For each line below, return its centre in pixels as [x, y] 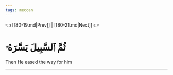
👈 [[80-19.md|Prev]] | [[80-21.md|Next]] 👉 [52, 25]
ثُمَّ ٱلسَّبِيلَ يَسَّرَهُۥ [36, 47]
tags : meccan [19, 10]
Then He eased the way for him [39, 62]
